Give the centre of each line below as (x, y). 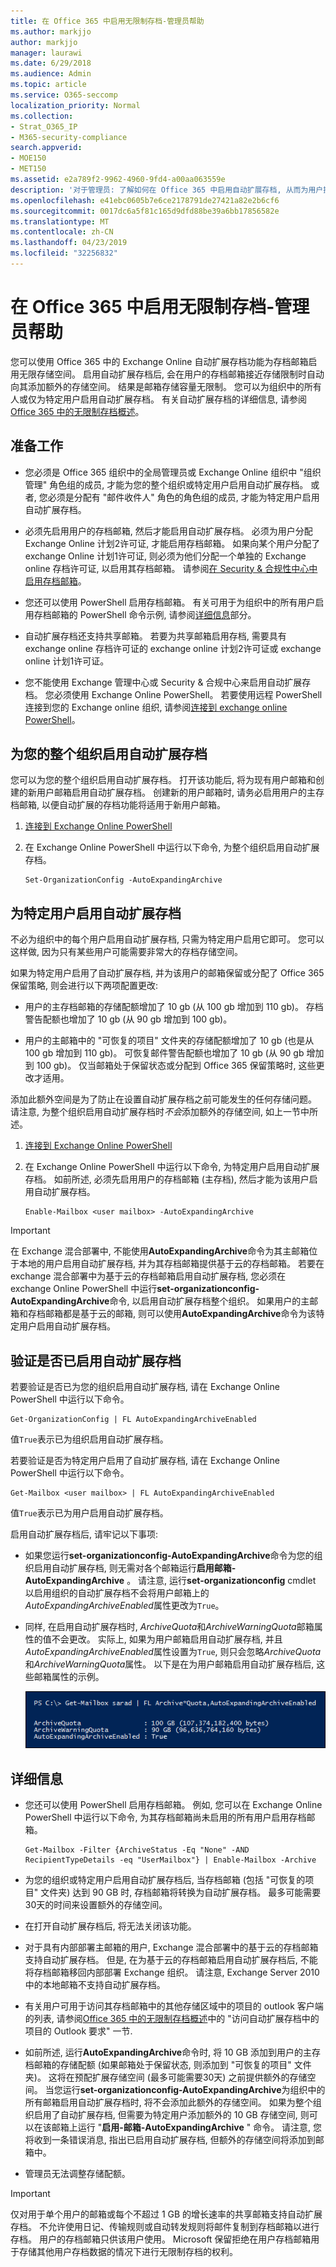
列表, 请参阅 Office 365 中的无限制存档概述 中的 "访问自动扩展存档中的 (176, 2019)
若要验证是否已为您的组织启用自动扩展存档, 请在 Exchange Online (145, 1387)
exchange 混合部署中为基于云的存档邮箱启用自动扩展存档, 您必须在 (148, 1276)
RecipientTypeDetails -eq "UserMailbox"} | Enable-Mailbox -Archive (170, 1860)
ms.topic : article (48, 85)
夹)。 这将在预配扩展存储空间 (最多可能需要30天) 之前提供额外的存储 (166, 2077)
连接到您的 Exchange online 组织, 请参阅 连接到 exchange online (156, 707)
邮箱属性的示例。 (69, 1677)
